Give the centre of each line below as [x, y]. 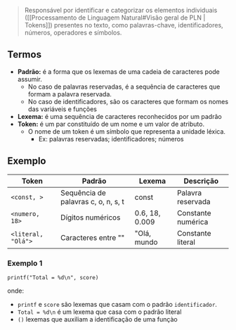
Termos [25, 55]
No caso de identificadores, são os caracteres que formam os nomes [128, 101]
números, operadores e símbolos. [73, 32]
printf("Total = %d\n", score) [53, 277]
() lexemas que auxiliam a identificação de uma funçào [97, 319]
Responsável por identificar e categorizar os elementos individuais [121, 10]
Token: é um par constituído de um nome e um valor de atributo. [111, 124]
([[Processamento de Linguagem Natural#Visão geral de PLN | [115, 18]
